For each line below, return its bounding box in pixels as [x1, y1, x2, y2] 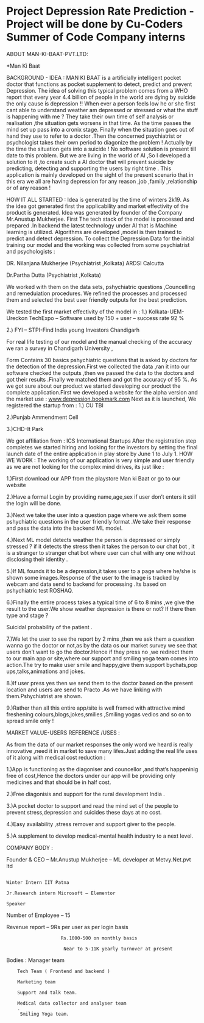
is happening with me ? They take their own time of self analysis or [6, 113, 174, 120]
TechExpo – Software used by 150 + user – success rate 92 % [29, 314, 185, 321]
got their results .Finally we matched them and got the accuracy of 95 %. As [6, 376, 197, 383]
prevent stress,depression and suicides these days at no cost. [6, 808, 162, 816]
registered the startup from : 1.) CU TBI [6, 401, 104, 409]
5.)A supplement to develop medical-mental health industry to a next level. [6, 832, 194, 839]
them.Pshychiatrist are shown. [6, 692, 82, 699]
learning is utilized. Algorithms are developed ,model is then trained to [6, 228, 182, 235]
